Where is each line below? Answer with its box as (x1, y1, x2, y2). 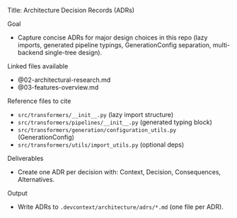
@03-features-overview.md (17, 83, 99, 91)
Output (7, 189, 28, 197)
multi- (212, 41, 231, 49)
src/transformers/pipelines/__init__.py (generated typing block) (17, 118, 212, 126)
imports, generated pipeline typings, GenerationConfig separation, (17, 41, 212, 49)
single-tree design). (45, 49, 103, 56)
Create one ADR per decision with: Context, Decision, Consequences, (17, 168, 221, 176)
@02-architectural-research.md (17, 75, 111, 84)
